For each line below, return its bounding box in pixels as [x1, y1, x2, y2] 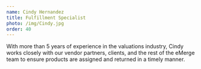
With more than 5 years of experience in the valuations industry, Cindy [6, 43, 184, 50]
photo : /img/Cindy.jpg [6, 20, 64, 26]
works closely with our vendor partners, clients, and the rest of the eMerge [6, 49, 196, 57]
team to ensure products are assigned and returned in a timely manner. [6, 56, 185, 63]
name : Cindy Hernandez [6, 9, 64, 15]
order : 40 [6, 26, 32, 32]
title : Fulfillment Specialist [6, 15, 86, 21]
